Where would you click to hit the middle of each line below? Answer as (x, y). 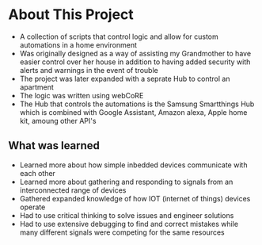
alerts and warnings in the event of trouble (89, 70)
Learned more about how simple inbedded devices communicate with (133, 165)
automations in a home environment (78, 44)
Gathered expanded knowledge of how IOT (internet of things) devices (135, 198)
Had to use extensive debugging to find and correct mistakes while (129, 224)
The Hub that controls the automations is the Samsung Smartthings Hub (137, 104)
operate (32, 207)
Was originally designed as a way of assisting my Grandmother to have (135, 53)
